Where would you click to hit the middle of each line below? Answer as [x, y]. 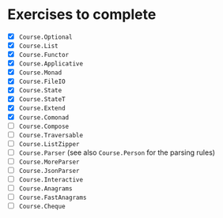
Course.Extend [42, 108]
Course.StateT [42, 100]
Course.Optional [45, 37]
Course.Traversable [51, 135]
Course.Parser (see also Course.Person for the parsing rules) [117, 152]
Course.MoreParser [49, 162]
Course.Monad [40, 73]
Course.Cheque [42, 207]
